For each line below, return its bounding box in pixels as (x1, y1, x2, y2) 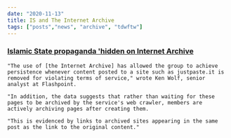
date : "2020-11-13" (7, 10, 65, 18)
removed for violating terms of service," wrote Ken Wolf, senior (7, 74, 206, 81)
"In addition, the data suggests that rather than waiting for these (7, 92, 216, 100)
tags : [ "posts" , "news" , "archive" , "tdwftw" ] (7, 23, 143, 30)
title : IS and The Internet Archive (7, 17, 114, 24)
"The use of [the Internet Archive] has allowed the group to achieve (7, 62, 218, 69)
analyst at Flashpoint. (7, 81, 77, 88)
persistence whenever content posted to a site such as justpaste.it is (7, 68, 225, 76)
